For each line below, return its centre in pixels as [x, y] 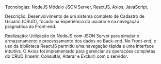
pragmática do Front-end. [31, 26]
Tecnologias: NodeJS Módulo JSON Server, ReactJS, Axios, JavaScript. [77, 7]
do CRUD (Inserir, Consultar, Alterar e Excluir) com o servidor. [67, 56]
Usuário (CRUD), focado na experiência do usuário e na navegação [72, 21]
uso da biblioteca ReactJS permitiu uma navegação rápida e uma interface [80, 46]
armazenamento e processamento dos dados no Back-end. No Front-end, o [81, 41]
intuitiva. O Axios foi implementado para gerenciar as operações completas [80, 51]
